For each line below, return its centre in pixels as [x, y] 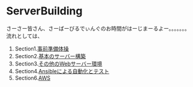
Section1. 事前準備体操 [42, 49]
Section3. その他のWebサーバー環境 [58, 64]
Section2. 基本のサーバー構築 [50, 56]
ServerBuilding [44, 11]
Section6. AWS [33, 78]
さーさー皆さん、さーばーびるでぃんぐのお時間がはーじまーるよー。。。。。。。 [98, 28]
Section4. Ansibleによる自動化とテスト [62, 71]
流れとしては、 [25, 36]
